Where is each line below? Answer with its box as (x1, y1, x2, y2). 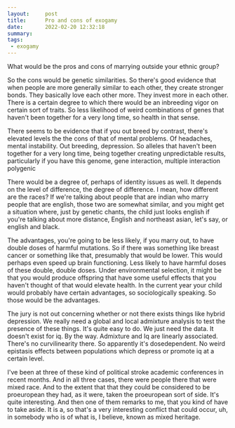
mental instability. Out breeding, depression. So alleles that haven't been (7, 142, 217, 150)
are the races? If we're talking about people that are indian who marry (7, 193, 209, 201)
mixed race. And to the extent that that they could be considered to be (7, 383, 210, 391)
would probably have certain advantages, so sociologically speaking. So (7, 289, 216, 297)
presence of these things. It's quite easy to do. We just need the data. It (7, 325, 214, 332)
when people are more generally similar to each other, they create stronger (7, 84, 224, 91)
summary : (7, 30, 33, 37)
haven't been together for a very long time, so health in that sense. (7, 113, 200, 122)
